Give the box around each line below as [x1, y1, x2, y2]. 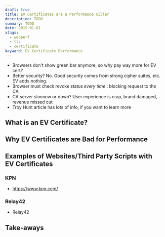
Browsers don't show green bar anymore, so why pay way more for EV [12, 62, 157, 68]
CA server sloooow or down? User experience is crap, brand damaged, [12, 93, 157, 99]
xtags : [5, 30, 19, 35]
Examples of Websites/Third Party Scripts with [5, 152, 153, 160]
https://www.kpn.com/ [12, 186, 58, 192]
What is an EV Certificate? [5, 118, 88, 126]
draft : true [5, 7, 30, 12]
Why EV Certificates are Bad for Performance [5, 135, 148, 144]
